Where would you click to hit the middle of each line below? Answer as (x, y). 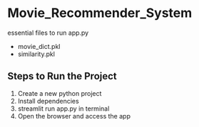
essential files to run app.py (48, 33)
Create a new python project (60, 93)
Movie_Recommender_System (100, 13)
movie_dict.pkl (39, 46)
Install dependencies (49, 101)
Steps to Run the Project (62, 76)
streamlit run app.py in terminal (63, 109)
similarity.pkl (36, 54)
